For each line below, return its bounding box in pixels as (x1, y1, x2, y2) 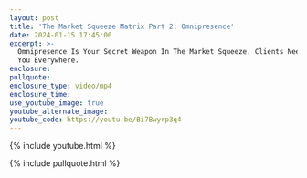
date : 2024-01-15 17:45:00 (9, 30, 112, 39)
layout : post (9, 13, 59, 23)
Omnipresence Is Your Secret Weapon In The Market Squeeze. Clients (17, 47, 284, 57)
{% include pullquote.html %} (9, 158, 121, 169)
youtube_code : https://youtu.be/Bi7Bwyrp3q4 (9, 115, 182, 124)
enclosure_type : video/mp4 (9, 81, 112, 90)
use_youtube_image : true (9, 98, 104, 108)
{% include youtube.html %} (9, 141, 116, 152)
